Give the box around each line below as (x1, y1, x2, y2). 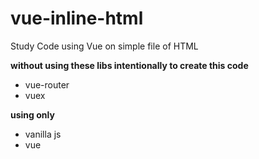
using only (10, 108, 55, 121)
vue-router (24, 78, 70, 91)
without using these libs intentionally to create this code (10, 59, 249, 71)
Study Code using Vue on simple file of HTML (10, 40, 199, 52)
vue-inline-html (10, 7, 144, 30)
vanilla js (24, 128, 62, 140)
